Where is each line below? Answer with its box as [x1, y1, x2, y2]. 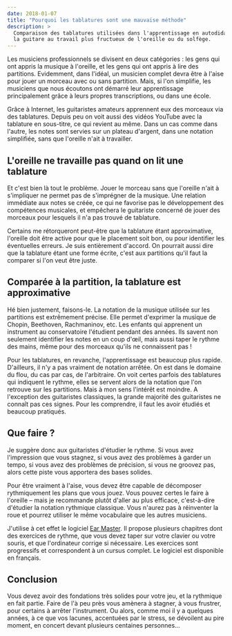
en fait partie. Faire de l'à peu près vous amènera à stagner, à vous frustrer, [7, 599, 222, 608]
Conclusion [7, 573, 58, 585]
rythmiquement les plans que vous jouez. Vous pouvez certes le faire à [7, 488, 209, 497]
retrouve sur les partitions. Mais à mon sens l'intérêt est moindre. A [7, 385, 198, 394]
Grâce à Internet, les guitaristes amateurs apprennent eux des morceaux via [7, 105, 224, 114]
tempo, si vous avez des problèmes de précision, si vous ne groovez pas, [7, 460, 216, 468]
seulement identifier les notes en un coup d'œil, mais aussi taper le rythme [7, 335, 220, 343]
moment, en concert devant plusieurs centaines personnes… [7, 621, 181, 630]
